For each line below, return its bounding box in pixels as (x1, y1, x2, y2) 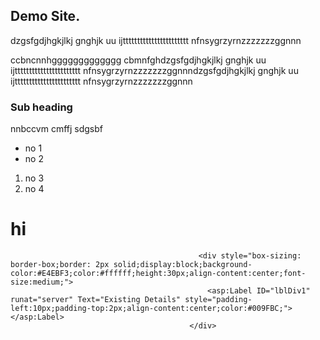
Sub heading (10, 100, 73, 114)
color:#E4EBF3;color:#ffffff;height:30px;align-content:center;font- (10, 269, 307, 279)
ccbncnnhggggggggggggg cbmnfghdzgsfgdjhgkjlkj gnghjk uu (10, 54, 267, 66)
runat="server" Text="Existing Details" (10, 295, 182, 305)
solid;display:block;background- (113, 260, 253, 270)
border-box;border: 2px (10, 260, 110, 270)
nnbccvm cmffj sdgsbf (10, 123, 104, 135)
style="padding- (184, 295, 253, 305)
